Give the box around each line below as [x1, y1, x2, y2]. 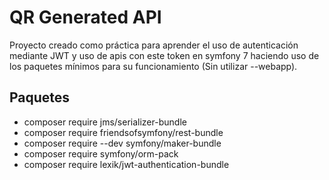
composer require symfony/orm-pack [23, 147, 179, 160]
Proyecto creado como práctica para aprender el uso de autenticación [9, 39, 299, 51]
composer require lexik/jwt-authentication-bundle [23, 158, 230, 170]
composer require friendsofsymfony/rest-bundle [23, 126, 224, 138]
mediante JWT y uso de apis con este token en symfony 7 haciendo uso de [9, 49, 320, 61]
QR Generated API [9, 6, 162, 29]
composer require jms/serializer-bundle [23, 116, 187, 128]
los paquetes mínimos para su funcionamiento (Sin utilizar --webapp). [9, 60, 298, 72]
